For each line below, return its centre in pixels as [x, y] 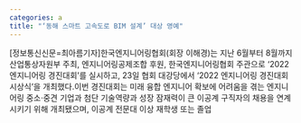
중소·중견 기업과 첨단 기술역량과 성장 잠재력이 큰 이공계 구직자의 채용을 [150, 97]
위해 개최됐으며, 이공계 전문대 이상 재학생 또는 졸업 [122, 109]
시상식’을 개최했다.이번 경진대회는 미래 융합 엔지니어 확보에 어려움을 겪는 [137, 86]
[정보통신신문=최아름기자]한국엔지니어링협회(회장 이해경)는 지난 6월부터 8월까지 [151, 53]
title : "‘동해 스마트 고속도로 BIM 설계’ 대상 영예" [96, 26]
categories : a [36, 18]
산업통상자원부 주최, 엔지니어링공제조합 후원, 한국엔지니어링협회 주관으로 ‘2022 [149, 64]
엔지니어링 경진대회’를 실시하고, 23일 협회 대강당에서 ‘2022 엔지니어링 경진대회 [149, 75]
